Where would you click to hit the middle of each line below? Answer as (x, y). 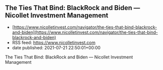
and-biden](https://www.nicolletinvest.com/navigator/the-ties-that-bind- (85, 32)
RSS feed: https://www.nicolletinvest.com (54, 42)
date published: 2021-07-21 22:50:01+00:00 (56, 47)
